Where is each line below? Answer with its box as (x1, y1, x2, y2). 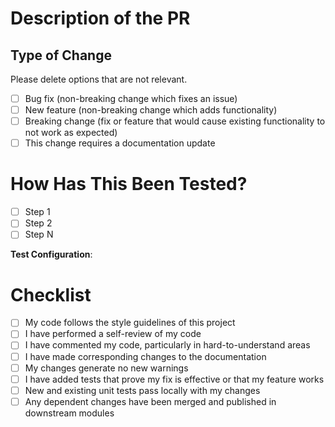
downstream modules (24, 407, 115, 419)
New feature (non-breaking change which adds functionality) (24, 104, 278, 116)
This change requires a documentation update (24, 137, 216, 149)
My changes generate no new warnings (24, 362, 189, 374)
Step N (24, 228, 54, 241)
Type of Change (10, 47, 112, 64)
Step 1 (24, 206, 51, 218)
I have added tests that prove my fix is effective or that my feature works (24, 373, 325, 385)
